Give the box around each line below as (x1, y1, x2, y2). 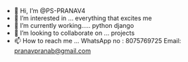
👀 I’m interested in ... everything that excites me (13, 14, 153, 22)
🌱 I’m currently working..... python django (13, 22, 134, 29)
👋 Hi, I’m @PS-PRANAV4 (13, 7, 86, 15)
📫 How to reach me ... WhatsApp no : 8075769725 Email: (13, 37, 182, 45)
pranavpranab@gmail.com (13, 47, 92, 55)
